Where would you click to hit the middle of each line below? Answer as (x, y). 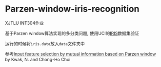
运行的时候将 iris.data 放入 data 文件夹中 (45, 43)
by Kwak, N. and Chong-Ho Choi (38, 59)
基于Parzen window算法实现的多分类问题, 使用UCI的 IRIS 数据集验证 (72, 33)
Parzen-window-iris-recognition (72, 9)
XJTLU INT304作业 (24, 23)
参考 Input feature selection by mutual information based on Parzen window (80, 54)
